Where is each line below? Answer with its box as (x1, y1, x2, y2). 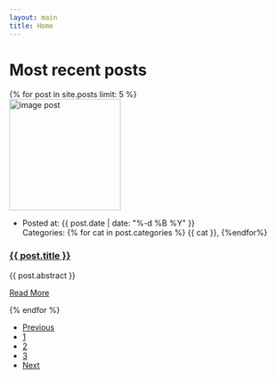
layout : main (9, 12, 58, 22)
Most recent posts (9, 60, 147, 80)
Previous (21, 322, 55, 333)
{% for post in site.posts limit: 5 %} (9, 89, 137, 100)
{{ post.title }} (9, 250, 71, 262)
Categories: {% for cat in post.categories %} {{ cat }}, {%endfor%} (21, 227, 268, 238)
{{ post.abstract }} (9, 269, 76, 281)
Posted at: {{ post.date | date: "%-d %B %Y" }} (21, 218, 196, 228)
